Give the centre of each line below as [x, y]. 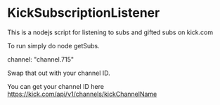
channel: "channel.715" [41, 59]
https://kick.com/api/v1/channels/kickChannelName [82, 94]
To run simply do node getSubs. [53, 45]
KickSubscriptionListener [84, 13]
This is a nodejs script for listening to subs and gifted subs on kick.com [110, 32]
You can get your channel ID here [56, 86]
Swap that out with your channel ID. [59, 73]
